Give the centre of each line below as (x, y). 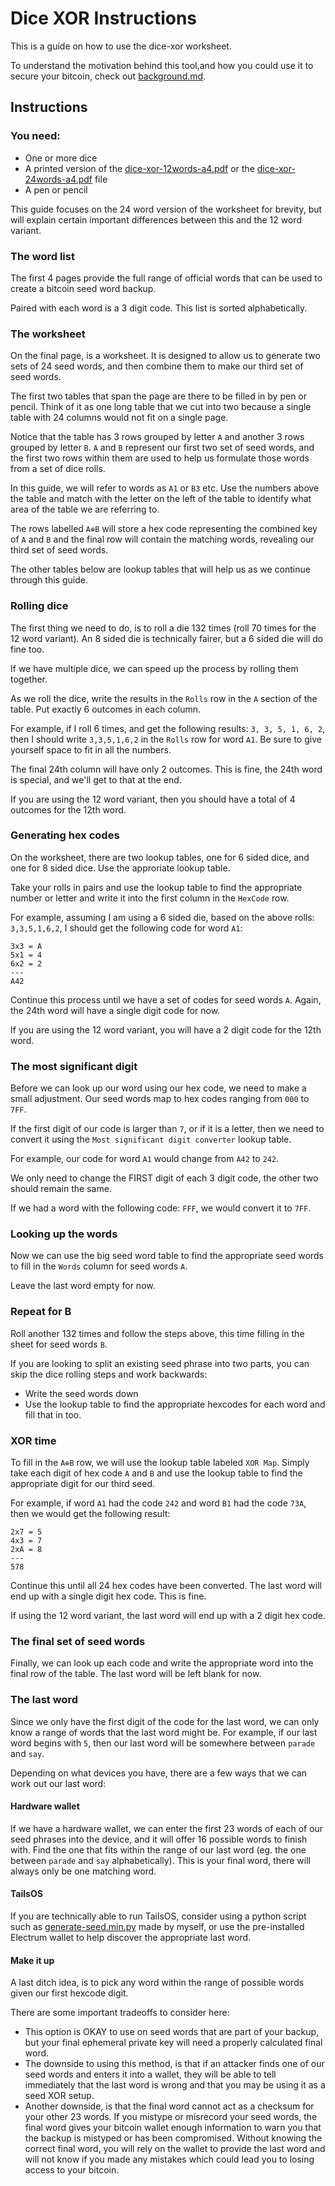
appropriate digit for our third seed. (83, 1483)
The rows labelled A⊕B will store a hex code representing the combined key (164, 529)
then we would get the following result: (90, 1513)
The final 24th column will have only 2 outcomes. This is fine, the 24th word (166, 769)
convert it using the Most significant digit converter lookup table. (151, 1139)
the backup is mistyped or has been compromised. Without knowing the (173, 2138)
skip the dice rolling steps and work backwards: (109, 1374)
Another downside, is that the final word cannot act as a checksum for (169, 2106)
